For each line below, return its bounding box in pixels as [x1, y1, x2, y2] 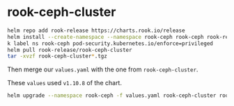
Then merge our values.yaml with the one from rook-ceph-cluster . [7, 65, 198, 73]
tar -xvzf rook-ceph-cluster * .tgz [7, 53, 108, 60]
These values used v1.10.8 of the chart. [7, 79, 122, 87]
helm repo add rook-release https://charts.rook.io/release [7, 27, 186, 34]
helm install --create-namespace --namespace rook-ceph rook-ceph [7, 33, 204, 40]
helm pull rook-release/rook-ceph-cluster [7, 46, 132, 53]
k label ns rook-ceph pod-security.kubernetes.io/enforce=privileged [7, 39, 214, 47]
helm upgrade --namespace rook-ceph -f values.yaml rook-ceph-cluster [7, 92, 217, 99]
